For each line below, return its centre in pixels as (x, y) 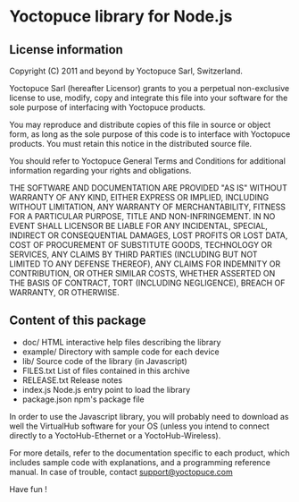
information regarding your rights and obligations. (100, 170)
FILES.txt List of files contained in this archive (106, 370)
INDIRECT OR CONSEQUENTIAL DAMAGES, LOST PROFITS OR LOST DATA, (149, 235)
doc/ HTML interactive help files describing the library (121, 342)
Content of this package (78, 321)
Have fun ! (28, 489)
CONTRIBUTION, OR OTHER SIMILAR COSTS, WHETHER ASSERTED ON (142, 273)
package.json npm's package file (83, 399)
